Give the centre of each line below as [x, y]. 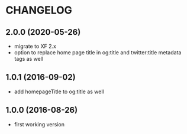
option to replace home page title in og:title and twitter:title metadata [98, 53]
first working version [39, 124]
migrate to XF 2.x [35, 46]
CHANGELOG [39, 10]
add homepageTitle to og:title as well [59, 91]
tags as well [29, 59]
